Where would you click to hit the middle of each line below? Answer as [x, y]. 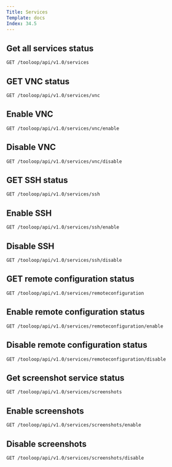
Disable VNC [31, 147]
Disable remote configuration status [77, 345]
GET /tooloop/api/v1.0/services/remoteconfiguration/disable [86, 359]
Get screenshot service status [65, 378]
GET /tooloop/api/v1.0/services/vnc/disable [64, 161]
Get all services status [50, 48]
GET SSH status [37, 180]
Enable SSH [29, 213]
